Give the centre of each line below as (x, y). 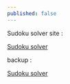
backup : (20, 60)
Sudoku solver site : (35, 33)
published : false (32, 13)
